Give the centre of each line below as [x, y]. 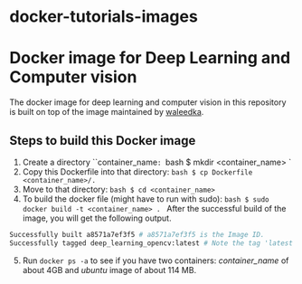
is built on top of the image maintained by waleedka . [107, 112]
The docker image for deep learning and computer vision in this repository [148, 102]
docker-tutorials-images [104, 17]
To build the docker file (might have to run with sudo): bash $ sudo [146, 199]
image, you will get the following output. [97, 218]
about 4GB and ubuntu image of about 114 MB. [109, 270]
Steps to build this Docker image [103, 141]
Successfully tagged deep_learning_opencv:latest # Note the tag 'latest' [153, 243]
